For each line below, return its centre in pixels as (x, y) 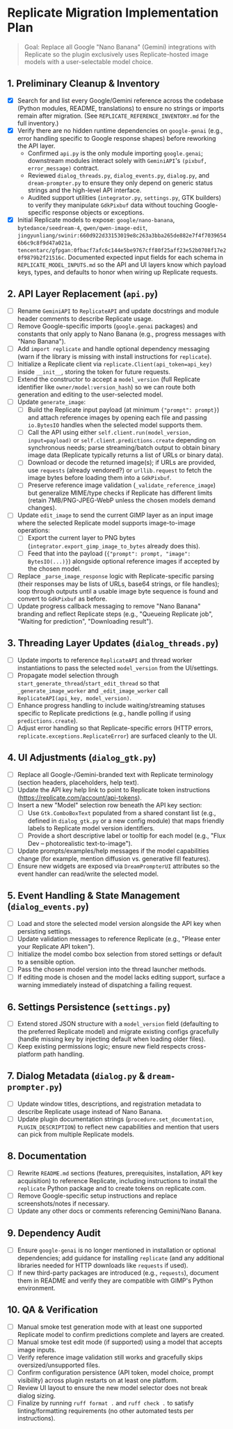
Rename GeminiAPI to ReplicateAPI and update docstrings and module (118, 311)
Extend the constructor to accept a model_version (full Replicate (109, 379)
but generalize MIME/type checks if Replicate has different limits (120, 493)
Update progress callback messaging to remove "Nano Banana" (109, 606)
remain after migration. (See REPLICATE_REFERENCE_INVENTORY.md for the (118, 116)
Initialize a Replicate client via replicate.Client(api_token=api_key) (115, 364)
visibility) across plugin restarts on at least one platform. (98, 1380)
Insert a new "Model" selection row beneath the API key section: (110, 805)
